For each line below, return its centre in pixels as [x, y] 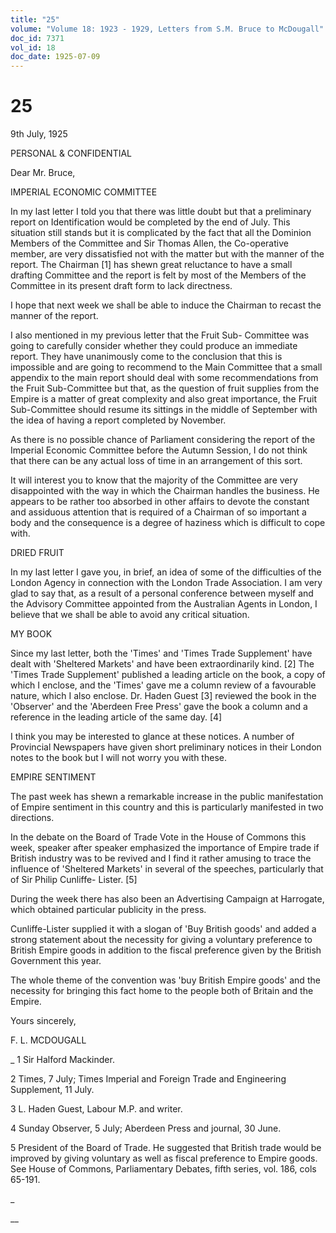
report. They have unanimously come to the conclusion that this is [146, 357]
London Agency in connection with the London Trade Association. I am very [166, 583]
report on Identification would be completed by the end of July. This [150, 222]
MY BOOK [31, 634]
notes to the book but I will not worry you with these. [118, 758]
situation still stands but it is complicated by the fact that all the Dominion [161, 233]
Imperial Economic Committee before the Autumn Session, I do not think [159, 450]
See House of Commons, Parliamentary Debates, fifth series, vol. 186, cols [163, 1169]
